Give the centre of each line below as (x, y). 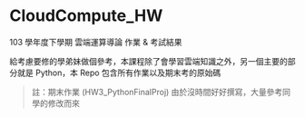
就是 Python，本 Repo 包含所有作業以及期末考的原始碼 (119, 73)
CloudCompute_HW (86, 16)
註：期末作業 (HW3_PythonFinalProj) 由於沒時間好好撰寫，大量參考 (157, 92)
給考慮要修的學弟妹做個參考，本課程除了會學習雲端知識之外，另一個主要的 (148, 61)
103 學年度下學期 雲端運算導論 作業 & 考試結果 (96, 42)
